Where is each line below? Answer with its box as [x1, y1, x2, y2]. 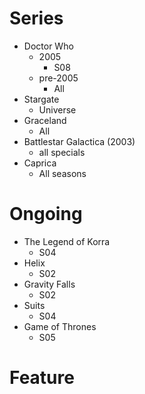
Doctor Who [23, 40, 74, 52]
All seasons [38, 167, 87, 179]
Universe [38, 103, 77, 116]
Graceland [23, 114, 67, 126]
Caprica [23, 157, 57, 169]
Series [9, 7, 64, 30]
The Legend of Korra [23, 235, 111, 247]
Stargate [23, 93, 60, 105]
